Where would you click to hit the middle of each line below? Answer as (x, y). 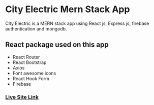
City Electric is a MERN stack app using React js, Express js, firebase (77, 23)
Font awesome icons (34, 73)
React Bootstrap (29, 62)
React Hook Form (31, 78)
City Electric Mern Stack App (68, 9)
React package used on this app (57, 45)
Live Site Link (22, 97)
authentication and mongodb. (36, 28)
